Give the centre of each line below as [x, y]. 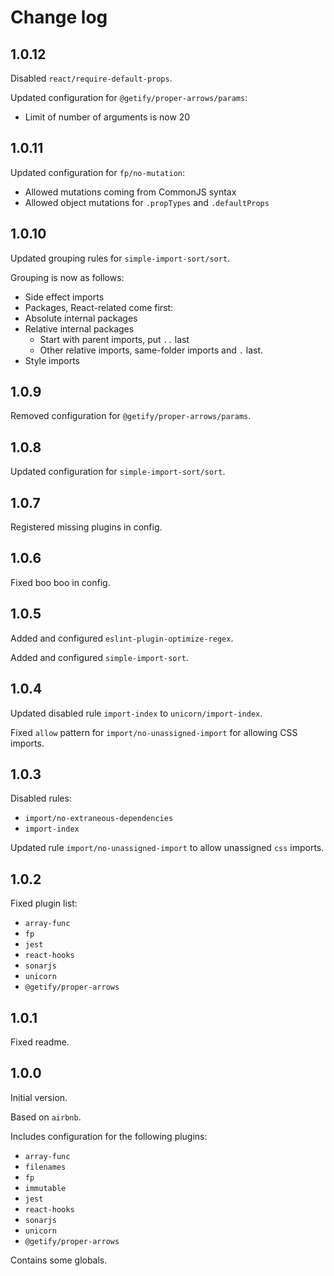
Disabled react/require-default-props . [91, 78]
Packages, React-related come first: [99, 307]
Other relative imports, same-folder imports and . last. [151, 350]
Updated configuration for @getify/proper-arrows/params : [129, 97]
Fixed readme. [40, 1042]
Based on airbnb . [46, 1117]
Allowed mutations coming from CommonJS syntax [130, 192]
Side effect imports [64, 297]
